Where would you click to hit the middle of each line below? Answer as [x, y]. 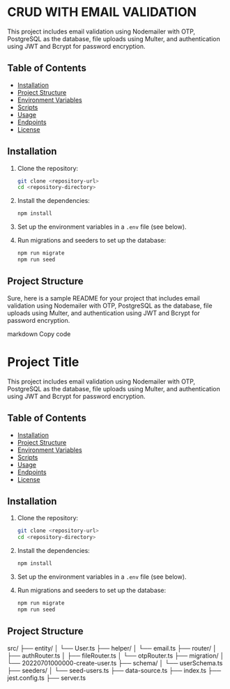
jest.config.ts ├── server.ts [46, 678]
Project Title [43, 362]
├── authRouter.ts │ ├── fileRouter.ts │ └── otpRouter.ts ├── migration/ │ [116, 656]
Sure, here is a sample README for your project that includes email [103, 298]
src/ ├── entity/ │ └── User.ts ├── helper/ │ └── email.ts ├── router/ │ [112, 648]
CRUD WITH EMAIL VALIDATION [102, 12]
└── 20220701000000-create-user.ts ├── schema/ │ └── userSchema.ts [115, 662]
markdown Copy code [39, 334]
